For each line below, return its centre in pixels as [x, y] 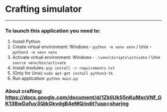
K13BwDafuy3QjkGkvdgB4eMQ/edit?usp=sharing [67, 104]
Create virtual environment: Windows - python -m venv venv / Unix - [82, 47]
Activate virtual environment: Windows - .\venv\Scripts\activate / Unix [86, 57]
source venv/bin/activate [39, 63]
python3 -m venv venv [35, 53]
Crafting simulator [43, 9]
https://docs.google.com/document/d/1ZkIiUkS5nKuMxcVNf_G [83, 98]
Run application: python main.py [45, 78]
